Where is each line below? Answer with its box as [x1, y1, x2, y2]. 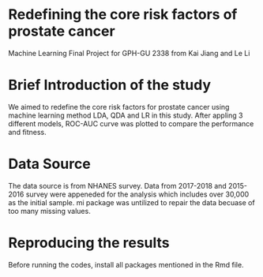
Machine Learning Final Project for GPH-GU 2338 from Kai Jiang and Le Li [8, 48, 250, 58]
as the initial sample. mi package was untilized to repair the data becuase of [8, 197, 255, 207]
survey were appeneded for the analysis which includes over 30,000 [25, 189, 250, 199]
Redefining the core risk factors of [8, 6, 238, 24]
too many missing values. [8, 206, 91, 215]
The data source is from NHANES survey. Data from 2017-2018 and [8, 181, 227, 190]
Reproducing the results [8, 234, 170, 252]
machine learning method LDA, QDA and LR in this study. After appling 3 [8, 110, 243, 120]
